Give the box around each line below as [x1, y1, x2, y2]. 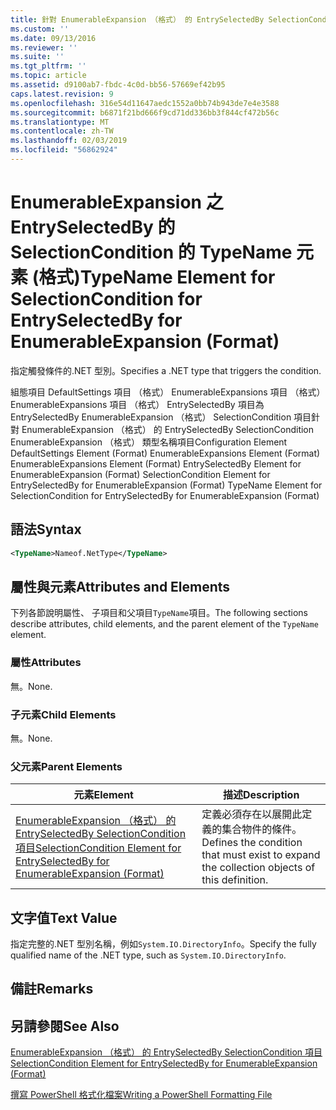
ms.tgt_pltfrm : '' [10, 61, 87, 71]
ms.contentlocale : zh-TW [10, 126, 114, 136]
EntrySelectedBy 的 [10, 216, 176, 239]
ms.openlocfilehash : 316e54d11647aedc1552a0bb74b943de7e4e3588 [10, 98, 280, 108]
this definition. [201, 873, 269, 887]
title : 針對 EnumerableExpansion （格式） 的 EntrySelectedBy [10, 14, 265, 25]
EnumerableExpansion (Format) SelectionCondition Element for [10, 468, 271, 480]
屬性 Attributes [10, 656, 82, 670]
